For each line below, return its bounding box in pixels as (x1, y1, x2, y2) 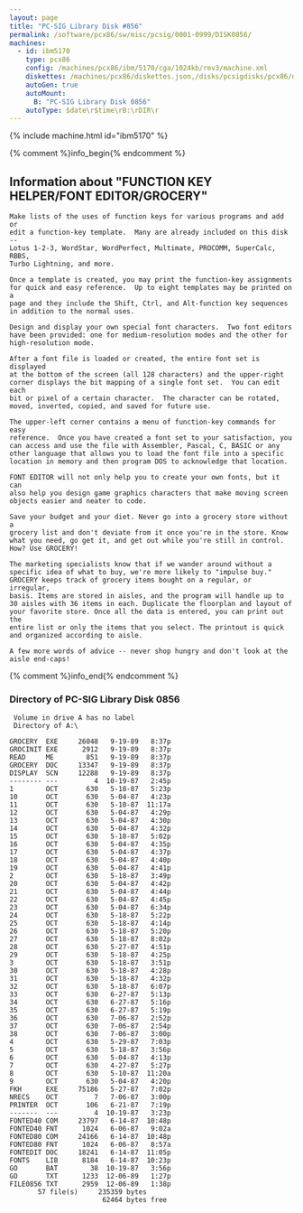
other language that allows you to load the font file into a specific (9, 449, 284, 459)
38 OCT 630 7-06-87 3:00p (9, 1030, 171, 1039)
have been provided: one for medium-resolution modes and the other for (9, 331, 289, 340)
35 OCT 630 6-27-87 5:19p (9, 1006, 171, 1015)
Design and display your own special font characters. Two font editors (9, 322, 293, 332)
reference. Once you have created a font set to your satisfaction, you (9, 434, 293, 443)
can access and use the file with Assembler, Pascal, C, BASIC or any (9, 442, 280, 451)
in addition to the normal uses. (9, 307, 135, 316)
